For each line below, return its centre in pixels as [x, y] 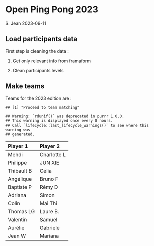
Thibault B [20, 171]
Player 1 [18, 146]
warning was [18, 130]
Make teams [25, 86]
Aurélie [16, 228]
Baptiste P [20, 187]
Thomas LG [21, 211]
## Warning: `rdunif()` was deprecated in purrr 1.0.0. [65, 116]
